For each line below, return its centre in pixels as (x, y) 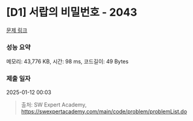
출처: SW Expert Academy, (54, 104)
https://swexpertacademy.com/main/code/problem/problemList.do (104, 111)
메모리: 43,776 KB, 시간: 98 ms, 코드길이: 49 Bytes (67, 61)
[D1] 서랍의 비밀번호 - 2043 (72, 12)
